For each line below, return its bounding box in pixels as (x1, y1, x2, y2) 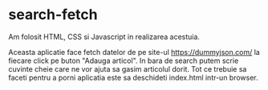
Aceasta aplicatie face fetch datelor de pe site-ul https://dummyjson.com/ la (8, 47, 261, 57)
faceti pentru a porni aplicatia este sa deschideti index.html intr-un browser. (8, 72, 258, 82)
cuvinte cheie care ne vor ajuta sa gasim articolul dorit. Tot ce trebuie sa (8, 64, 247, 73)
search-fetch (8, 6, 98, 24)
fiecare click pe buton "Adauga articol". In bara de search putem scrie (8, 56, 239, 65)
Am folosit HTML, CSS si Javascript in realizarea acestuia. (8, 32, 201, 41)
